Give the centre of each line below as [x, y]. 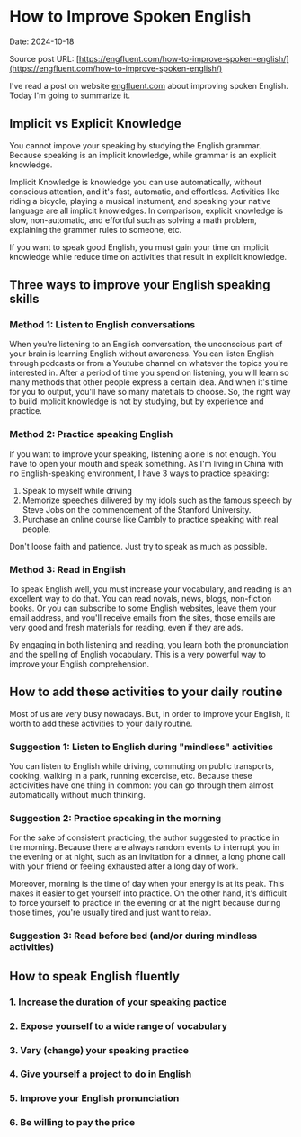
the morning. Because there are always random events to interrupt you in [145, 847]
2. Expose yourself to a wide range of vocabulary [118, 1025]
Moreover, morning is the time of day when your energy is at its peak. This [147, 884]
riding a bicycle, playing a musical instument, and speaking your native [140, 201]
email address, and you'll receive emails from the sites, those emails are [142, 618]
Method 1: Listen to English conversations [102, 325]
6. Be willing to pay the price [72, 1123]
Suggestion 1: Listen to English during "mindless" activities [142, 747]
